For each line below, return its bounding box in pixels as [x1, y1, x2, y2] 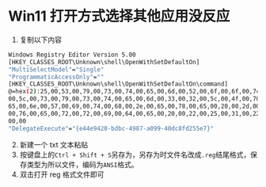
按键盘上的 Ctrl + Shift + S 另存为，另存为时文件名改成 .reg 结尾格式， [19, 150, 251, 159]
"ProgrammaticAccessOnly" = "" [8, 73, 104, 81]
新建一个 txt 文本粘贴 [19, 139, 89, 149]
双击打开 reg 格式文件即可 [19, 170, 104, 179]
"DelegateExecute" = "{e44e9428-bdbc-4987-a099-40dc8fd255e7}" [8, 124, 215, 132]
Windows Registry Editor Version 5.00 [8, 51, 136, 59]
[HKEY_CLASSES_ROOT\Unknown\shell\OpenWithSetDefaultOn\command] [8, 80, 228, 88]
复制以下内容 [19, 35, 62, 44]
